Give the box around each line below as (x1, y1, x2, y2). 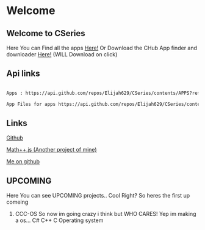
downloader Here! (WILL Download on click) (6, 51, 118, 58)
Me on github (6, 158, 40, 165)
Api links (6, 69, 40, 79)
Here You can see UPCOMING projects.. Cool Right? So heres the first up (6, 192, 190, 199)
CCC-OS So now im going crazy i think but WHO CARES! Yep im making (15, 210, 196, 218)
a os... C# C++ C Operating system (15, 217, 104, 224)
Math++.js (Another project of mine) (6, 146, 97, 154)
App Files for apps (6, 101, 56, 107)
